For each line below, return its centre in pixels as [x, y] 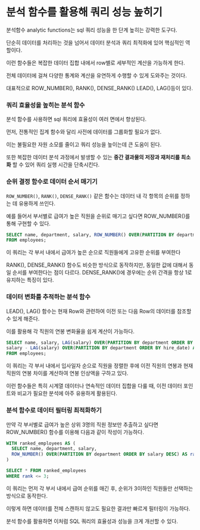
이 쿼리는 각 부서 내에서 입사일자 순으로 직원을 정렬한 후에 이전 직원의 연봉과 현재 [100, 366]
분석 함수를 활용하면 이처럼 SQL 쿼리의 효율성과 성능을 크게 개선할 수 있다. [92, 521]
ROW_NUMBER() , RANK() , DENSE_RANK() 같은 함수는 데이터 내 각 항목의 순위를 [93, 196]
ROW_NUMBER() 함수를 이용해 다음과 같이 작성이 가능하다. [75, 432]
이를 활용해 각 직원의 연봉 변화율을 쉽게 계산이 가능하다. [71, 331]
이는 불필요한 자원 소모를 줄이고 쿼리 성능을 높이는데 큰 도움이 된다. [84, 144]
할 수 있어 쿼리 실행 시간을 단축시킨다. [56, 165]
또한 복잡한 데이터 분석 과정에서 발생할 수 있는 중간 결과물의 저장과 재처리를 [93, 157]
